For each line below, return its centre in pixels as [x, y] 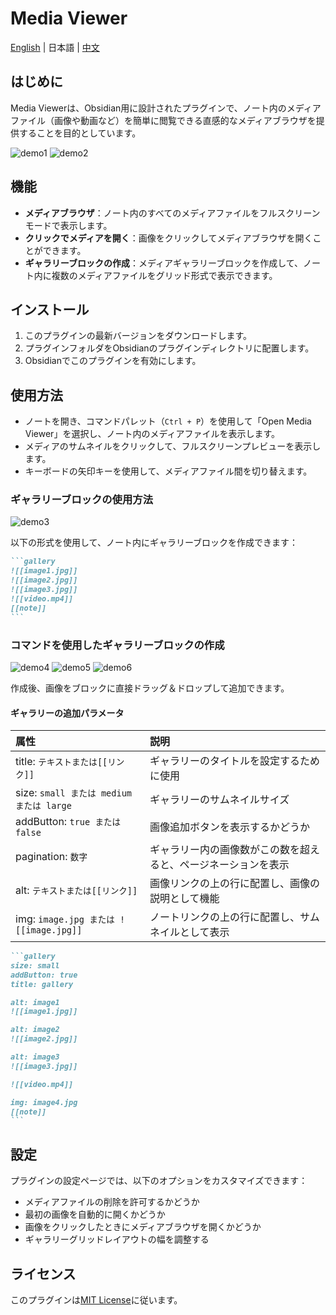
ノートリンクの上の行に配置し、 [225, 917]
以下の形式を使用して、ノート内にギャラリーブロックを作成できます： [154, 543]
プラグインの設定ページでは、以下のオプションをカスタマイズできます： [159, 1181]
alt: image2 [35, 1030]
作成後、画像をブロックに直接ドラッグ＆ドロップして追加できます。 [150, 688]
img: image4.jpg [44, 1102]
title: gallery [42, 984]
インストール [50, 309]
